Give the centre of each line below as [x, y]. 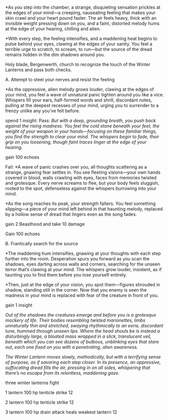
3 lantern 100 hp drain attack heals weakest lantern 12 [61, 412]
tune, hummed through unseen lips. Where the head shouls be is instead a [83, 331]
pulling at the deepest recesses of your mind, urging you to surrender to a [82, 105]
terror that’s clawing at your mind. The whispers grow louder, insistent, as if [83, 269]
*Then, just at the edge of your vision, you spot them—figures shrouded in [83, 284]
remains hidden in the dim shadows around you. [55, 55]
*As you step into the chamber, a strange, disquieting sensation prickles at [83, 7]
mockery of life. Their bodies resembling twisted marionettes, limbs [75, 320]
